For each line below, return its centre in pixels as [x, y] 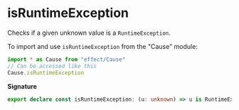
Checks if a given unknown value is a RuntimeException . [89, 33]
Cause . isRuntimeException [46, 72]
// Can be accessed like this [52, 66]
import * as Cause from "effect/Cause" [67, 59]
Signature [22, 86]
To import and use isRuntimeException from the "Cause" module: [102, 46]
